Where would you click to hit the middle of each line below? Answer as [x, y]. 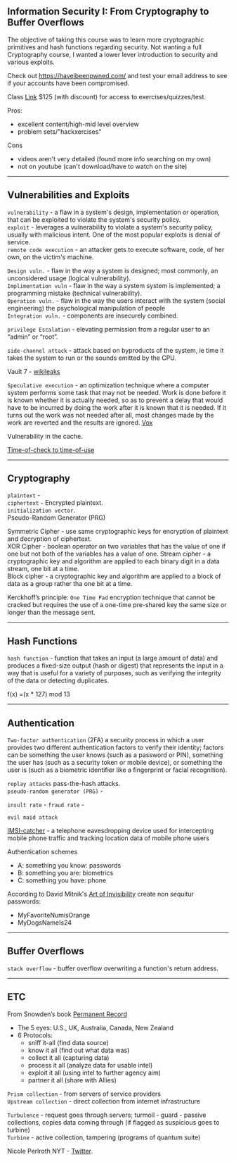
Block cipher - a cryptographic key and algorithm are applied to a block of [114, 576]
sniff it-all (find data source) [68, 1042]
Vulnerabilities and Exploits [68, 195]
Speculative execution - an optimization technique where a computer [108, 385]
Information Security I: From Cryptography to [108, 12]
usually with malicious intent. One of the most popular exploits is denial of [114, 235]
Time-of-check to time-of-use [51, 449]
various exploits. [31, 62]
